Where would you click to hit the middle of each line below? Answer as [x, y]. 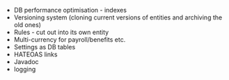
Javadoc [26, 62]
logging [25, 69]
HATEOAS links [35, 54]
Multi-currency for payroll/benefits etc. [70, 40]
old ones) [27, 25]
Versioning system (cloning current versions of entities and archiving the [118, 17]
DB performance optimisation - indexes [70, 10]
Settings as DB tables [45, 47]
